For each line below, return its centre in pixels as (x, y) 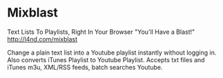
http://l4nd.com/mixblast (42, 39)
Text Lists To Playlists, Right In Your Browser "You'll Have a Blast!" (101, 32)
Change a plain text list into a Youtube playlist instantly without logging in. (112, 52)
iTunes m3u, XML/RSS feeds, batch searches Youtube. (85, 67)
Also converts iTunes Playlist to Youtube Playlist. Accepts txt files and (106, 59)
